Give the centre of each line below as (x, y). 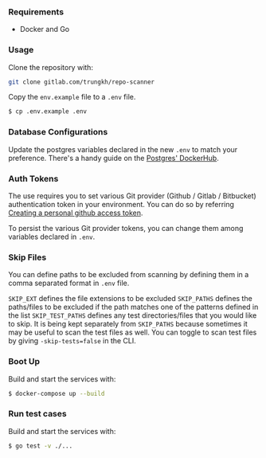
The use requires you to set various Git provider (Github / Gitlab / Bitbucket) (132, 196)
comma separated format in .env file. (69, 283)
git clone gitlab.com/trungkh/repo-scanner (82, 82)
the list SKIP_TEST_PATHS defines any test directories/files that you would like (133, 315)
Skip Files (27, 257)
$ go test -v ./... (41, 446)
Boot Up (24, 362)
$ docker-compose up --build (57, 393)
